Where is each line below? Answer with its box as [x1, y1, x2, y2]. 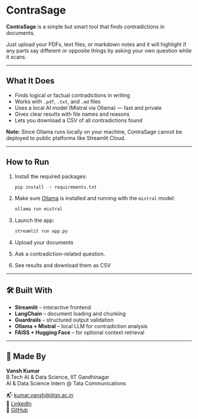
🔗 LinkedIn [6, 400, 32, 407]
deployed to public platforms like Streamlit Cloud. [6, 134, 126, 142]
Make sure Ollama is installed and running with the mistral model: [14, 195, 176, 202]
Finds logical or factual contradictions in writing [14, 91, 131, 99]
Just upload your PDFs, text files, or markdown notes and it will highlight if [6, 41, 187, 48]
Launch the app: [14, 217, 55, 224]
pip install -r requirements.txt [14, 184, 97, 190]
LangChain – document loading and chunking [14, 310, 126, 317]
